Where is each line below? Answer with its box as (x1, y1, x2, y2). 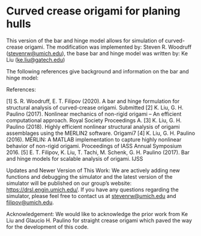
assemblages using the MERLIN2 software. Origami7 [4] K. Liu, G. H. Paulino (6, 129, 196, 137)
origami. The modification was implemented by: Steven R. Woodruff (24, 43, 192, 51)
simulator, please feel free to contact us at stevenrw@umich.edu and (6, 192, 176, 199)
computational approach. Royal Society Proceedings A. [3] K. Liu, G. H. (6, 116, 182, 124)
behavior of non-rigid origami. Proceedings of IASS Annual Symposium (6, 142, 182, 149)
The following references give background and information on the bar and (6, 67, 189, 75)
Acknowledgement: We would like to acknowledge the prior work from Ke (6, 210, 188, 217)
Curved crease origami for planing (6, 4, 181, 18)
